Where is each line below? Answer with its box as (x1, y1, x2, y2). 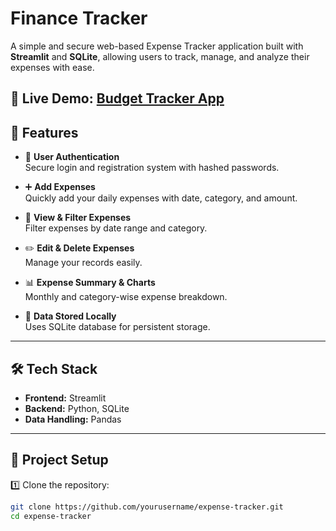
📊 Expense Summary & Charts (24, 277, 156, 289)
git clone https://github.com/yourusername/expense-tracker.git (10, 502, 284, 512)
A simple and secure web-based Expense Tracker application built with (10, 40, 304, 52)
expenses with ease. (10, 61, 95, 73)
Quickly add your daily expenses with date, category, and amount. (24, 192, 298, 204)
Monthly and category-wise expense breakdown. (24, 291, 228, 303)
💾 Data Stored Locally (24, 310, 117, 322)
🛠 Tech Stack (10, 360, 98, 377)
